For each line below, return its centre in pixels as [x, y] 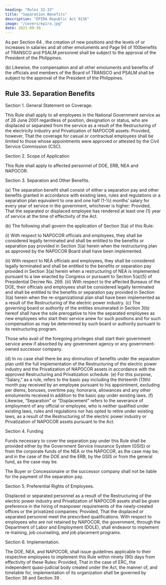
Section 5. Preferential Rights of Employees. [50, 486]
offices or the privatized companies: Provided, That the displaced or [75, 511]
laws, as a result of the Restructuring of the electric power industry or [76, 416]
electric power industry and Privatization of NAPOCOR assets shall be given [82, 501]
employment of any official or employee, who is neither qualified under [77, 406]
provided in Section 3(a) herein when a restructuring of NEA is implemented [82, 271]
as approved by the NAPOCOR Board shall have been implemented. [74, 251]
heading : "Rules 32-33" [30, 10]
